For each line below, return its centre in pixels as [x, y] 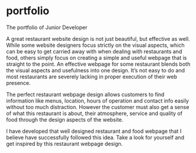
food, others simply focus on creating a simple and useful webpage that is [97, 58]
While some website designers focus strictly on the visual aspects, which [95, 45]
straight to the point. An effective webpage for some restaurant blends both [98, 64]
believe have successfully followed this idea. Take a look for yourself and [95, 137]
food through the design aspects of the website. [65, 119]
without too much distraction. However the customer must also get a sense [98, 107]
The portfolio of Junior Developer [47, 27]
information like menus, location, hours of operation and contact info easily [98, 101]
